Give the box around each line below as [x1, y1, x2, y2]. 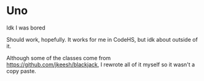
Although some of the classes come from [6, 54, 111, 61]
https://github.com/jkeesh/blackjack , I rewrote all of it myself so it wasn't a [6, 61, 195, 68]
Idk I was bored [6, 24, 46, 31]
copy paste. [6, 67, 37, 74]
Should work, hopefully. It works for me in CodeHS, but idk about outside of [6, 36, 198, 43]
